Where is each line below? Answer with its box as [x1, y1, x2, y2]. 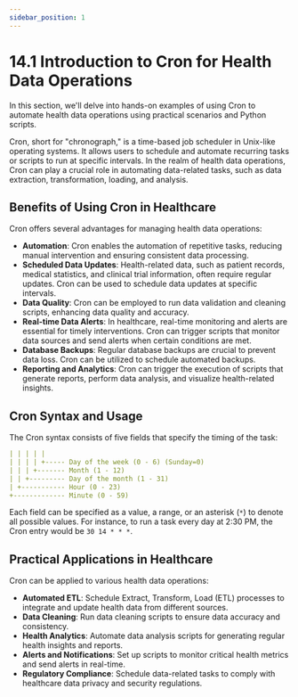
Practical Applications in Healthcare [9, 552, 213, 567]
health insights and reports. [21, 640, 123, 651]
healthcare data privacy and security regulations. [21, 678, 203, 689]
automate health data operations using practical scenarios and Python [9, 109, 267, 120]
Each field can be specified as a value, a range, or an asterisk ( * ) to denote [9, 507, 284, 518]
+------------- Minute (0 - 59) [9, 491, 129, 500]
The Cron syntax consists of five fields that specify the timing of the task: [9, 432, 278, 443]
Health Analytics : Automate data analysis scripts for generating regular [21, 630, 286, 642]
